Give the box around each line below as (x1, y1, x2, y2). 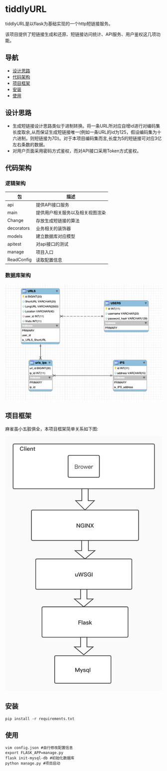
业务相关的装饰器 (35, 225, 71, 231)
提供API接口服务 (35, 202, 69, 207)
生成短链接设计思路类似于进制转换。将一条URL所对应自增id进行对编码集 (12, 123, 161, 129)
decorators (7, 225, 30, 231)
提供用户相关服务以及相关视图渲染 (35, 209, 106, 215)
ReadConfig (7, 257, 32, 263)
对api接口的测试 (35, 241, 69, 247)
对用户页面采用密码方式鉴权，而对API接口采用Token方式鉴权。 (12, 148, 142, 154)
